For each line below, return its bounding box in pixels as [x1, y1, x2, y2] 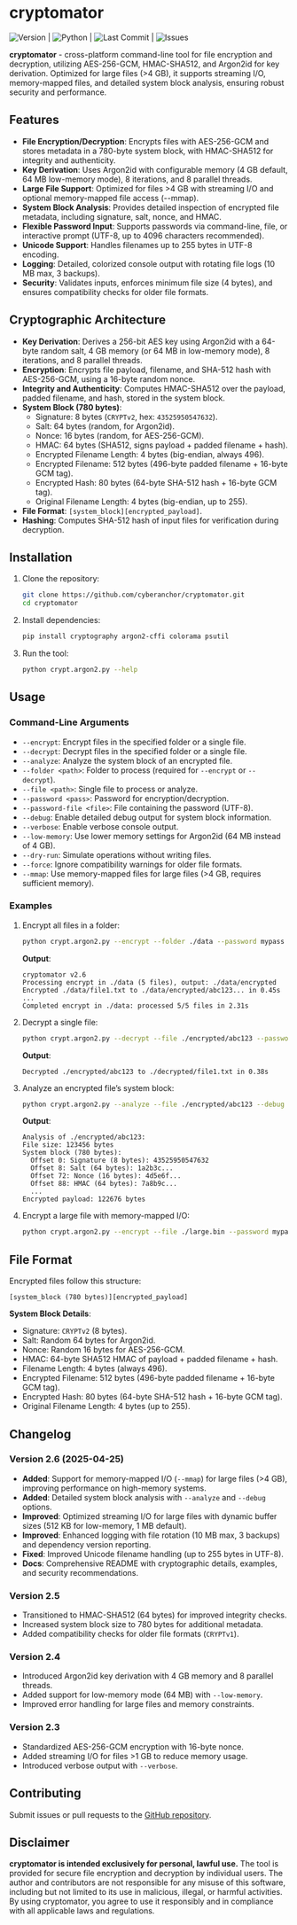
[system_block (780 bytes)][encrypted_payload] [9, 1293, 189, 1302]
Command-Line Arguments [9, 716, 130, 729]
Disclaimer [9, 1835, 70, 1850]
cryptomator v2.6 [21, 970, 87, 979]
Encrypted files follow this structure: [9, 1275, 142, 1287]
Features [9, 113, 59, 128]
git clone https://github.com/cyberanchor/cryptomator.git [21, 590, 246, 600]
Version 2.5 [9, 1589, 60, 1602]
